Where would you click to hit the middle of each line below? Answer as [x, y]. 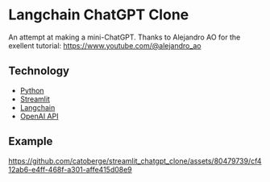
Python [32, 90]
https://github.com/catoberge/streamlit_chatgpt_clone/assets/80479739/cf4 [135, 161]
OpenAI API [39, 116]
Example [31, 141]
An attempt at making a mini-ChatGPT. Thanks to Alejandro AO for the [125, 37]
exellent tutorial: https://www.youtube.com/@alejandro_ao [105, 45]
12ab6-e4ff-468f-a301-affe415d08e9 [71, 169]
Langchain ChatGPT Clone [99, 15]
